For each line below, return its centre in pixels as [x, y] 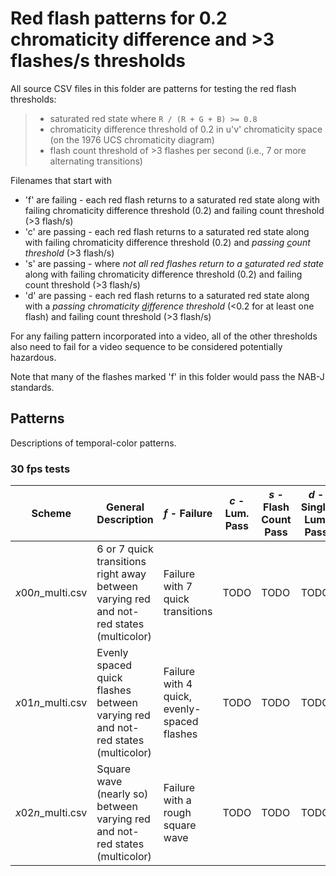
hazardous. [33, 357]
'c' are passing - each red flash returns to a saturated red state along [167, 231]
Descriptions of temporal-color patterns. [93, 443]
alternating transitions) [96, 161]
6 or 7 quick [125, 549]
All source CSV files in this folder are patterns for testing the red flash [153, 88]
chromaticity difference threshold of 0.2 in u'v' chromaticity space [186, 129]
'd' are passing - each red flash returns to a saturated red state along [167, 295]
